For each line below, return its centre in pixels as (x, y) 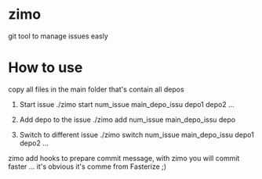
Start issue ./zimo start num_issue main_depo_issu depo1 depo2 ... (127, 104)
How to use (45, 68)
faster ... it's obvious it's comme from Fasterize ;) (87, 166)
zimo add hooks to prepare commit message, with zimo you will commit (124, 158)
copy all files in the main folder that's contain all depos (96, 89)
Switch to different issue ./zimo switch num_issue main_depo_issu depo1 (137, 134)
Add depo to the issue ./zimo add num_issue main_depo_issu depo (127, 120)
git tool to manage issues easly (58, 36)
